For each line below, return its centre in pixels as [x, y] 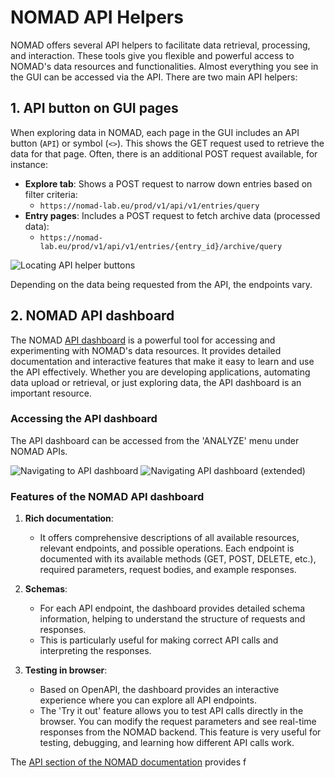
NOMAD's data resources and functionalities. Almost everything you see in [164, 66]
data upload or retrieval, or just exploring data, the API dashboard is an [156, 382]
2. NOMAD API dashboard [92, 316]
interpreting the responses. [95, 651]
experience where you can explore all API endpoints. [148, 700]
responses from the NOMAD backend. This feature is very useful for [180, 732]
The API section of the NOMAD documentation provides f [128, 762]
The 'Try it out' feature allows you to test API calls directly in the [171, 711]
